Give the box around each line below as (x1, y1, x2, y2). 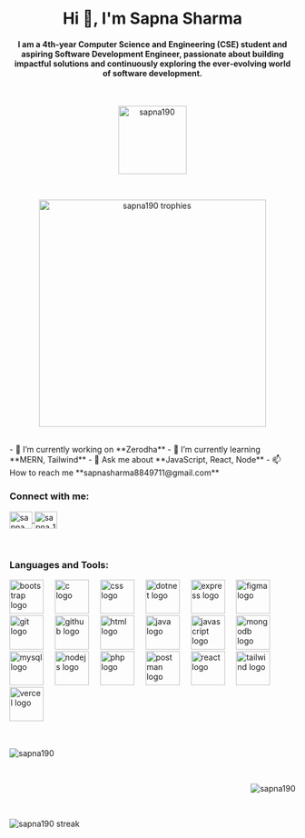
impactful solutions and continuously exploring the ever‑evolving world (14, 58, 291, 69)
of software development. (103, 67, 202, 78)
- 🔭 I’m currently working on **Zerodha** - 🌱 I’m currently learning (9, 444, 261, 455)
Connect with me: (9, 490, 90, 503)
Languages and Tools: (9, 558, 109, 571)
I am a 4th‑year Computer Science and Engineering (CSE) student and (17, 38, 288, 49)
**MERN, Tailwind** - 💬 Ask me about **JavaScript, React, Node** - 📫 (9, 454, 281, 465)
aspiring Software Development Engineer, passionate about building (21, 48, 284, 59)
